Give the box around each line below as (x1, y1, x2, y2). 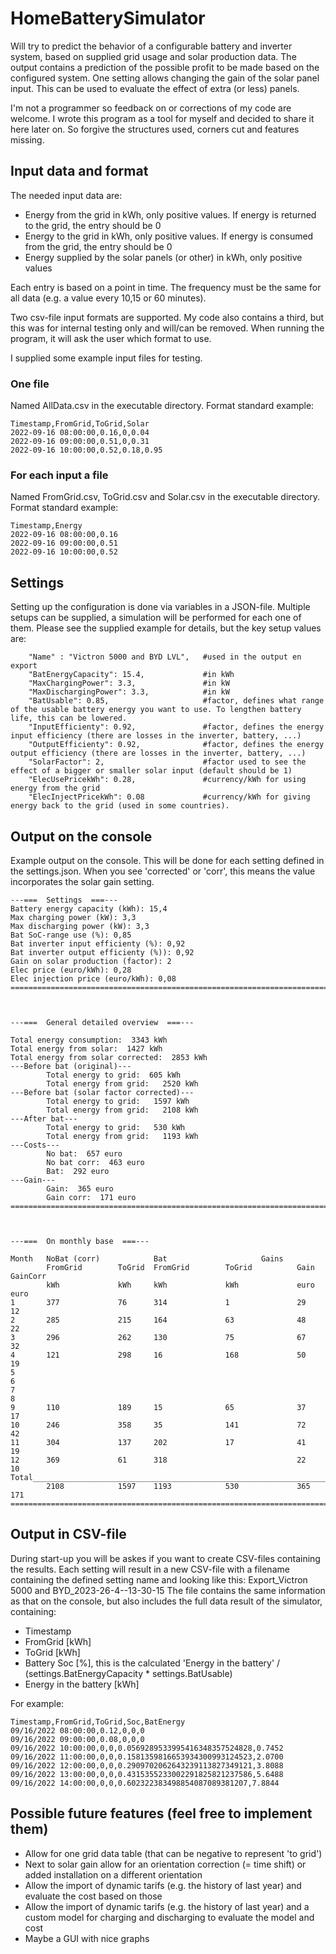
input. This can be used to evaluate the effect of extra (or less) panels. (10, 82, 300, 94)
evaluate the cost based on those (24, 1890, 163, 1902)
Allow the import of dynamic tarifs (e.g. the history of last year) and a (24, 1900, 310, 1912)
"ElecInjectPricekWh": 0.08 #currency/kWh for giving (28, 792, 311, 802)
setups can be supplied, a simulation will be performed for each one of (10, 612, 302, 624)
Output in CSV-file (10, 1526, 127, 1543)
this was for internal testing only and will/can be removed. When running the (10, 322, 325, 334)
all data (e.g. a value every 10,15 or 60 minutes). (10, 292, 207, 304)
